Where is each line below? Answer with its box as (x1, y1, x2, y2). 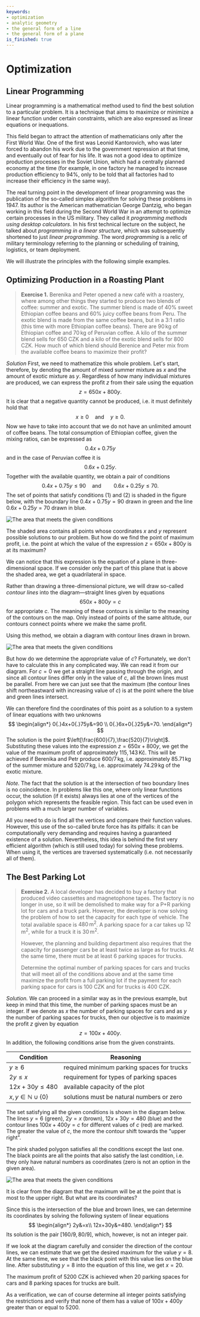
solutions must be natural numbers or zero (63, 1093, 183, 1101)
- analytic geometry (6, 20, 58, 26)
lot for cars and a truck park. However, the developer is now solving (20, 907, 188, 914)
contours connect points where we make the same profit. (6, 620, 147, 627)
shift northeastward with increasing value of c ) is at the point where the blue (6, 687, 194, 694)
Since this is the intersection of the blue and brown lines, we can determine (6, 1206, 192, 1213)
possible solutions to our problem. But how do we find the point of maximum (6, 533, 194, 541)
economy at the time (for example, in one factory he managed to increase (6, 165, 187, 171)
